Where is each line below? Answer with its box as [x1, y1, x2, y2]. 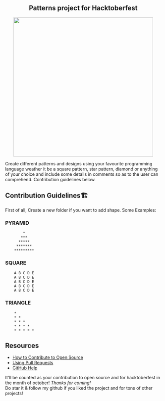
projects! [5, 391, 23, 397]
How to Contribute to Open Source [12, 354, 83, 360]
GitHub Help [12, 365, 38, 371]
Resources [5, 341, 39, 350]
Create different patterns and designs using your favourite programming [5, 160, 153, 166]
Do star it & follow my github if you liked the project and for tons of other [5, 385, 153, 391]
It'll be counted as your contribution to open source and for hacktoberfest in [5, 375, 161, 381]
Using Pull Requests [12, 360, 54, 366]
